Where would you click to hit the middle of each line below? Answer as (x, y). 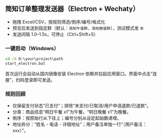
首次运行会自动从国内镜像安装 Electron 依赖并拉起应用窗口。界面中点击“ (79, 73)
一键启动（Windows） (32, 48)
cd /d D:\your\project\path (34, 59)
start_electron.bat (25, 64)
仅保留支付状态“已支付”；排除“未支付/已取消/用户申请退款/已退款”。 (82, 106)
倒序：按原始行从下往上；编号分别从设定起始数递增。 (67, 118)
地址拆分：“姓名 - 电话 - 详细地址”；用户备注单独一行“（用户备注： (80, 124)
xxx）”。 (20, 131)
